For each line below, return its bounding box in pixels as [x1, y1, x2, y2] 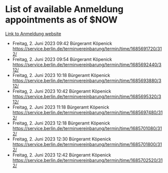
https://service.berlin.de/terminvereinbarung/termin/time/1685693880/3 [12, 77, 161, 83]
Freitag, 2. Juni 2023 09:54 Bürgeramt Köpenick [12, 56, 112, 62]
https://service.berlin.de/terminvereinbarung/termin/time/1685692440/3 [12, 61, 161, 67]
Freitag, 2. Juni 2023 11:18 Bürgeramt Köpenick [12, 104, 109, 110]
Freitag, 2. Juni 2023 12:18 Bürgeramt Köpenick [12, 120, 110, 126]
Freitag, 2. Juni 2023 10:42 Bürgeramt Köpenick [12, 88, 111, 94]
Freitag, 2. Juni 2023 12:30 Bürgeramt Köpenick [12, 136, 111, 142]
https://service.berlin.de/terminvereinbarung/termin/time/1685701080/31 [12, 125, 162, 131]
